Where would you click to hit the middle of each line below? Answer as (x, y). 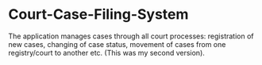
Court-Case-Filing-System (98, 14)
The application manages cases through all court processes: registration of (131, 36)
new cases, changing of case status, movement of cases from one (117, 44)
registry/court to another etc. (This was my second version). (106, 52)
